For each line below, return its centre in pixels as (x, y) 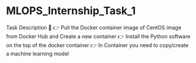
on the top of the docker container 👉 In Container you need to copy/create (97, 45)
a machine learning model (38, 54)
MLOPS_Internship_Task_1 (71, 11)
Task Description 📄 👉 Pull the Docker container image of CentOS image (94, 27)
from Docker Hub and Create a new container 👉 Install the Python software (98, 36)
